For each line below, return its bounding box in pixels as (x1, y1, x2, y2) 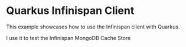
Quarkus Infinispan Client (6, 4, 135, 17)
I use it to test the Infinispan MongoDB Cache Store (6, 34, 131, 41)
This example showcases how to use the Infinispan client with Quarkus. (6, 23, 180, 30)
